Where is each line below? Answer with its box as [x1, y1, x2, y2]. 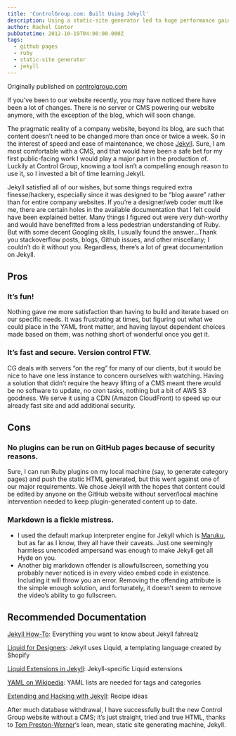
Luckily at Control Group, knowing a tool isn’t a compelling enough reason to [7, 161, 229, 170]
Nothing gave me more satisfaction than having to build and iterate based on [7, 308, 229, 316]
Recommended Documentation [7, 611, 147, 623]
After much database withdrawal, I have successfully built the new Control [7, 706, 223, 714]
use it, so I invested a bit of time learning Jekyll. [7, 169, 145, 177]
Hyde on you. [17, 554, 57, 562]
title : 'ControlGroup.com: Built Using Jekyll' [7, 10, 150, 18]
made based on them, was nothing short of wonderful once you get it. [7, 330, 210, 339]
